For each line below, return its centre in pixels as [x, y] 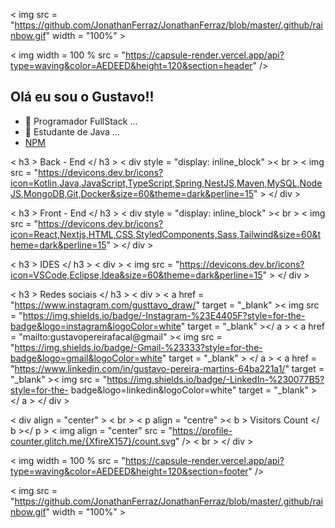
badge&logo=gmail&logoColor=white [86, 358]
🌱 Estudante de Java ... [72, 131]
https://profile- [202, 430]
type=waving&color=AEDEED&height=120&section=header [131, 65]
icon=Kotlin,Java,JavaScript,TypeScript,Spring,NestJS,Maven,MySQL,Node [166, 183]
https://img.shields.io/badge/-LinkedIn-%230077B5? [215, 379]
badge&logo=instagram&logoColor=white [96, 326]
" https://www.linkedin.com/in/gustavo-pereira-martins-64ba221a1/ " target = [167, 368]
